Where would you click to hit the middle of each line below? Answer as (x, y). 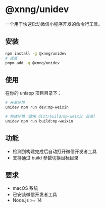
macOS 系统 (25, 188)
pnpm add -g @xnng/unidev (32, 63)
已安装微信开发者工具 (35, 195)
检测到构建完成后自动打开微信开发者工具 (55, 151)
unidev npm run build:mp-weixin (39, 121)
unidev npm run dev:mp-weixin (37, 107)
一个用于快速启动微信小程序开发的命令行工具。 (54, 24)
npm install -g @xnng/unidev (36, 53)
